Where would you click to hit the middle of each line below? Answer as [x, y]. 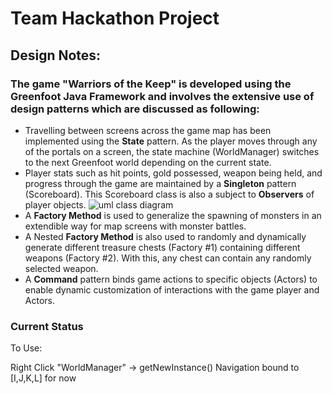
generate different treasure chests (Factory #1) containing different [162, 247]
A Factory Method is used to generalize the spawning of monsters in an [173, 215]
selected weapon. [61, 268]
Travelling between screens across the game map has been [148, 130]
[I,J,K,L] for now [43, 378]
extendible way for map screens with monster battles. [135, 226]
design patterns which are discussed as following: [135, 109]
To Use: [26, 348]
